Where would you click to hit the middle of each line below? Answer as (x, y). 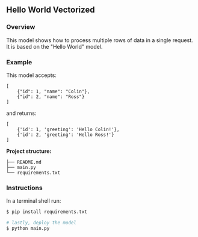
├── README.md (24, 162)
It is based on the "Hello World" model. (54, 46)
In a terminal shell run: (34, 201)
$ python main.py (28, 229)
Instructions (25, 188)
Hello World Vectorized (51, 10)
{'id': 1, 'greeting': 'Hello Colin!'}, (68, 129)
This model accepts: (32, 75)
